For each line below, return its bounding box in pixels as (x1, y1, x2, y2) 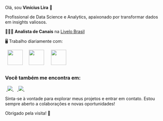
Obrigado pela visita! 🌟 (5, 110, 51, 116)
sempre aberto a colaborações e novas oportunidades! (5, 101, 115, 106)
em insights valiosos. (5, 19, 47, 25)
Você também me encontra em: (5, 74, 81, 81)
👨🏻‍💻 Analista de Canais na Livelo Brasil (5, 29, 85, 34)
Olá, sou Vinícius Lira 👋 (5, 5, 53, 10)
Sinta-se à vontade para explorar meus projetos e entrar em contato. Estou (5, 95, 155, 102)
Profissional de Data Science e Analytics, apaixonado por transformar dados (5, 14, 158, 19)
